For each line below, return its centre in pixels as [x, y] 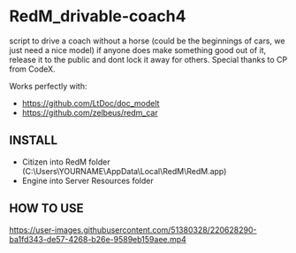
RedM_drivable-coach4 [98, 16]
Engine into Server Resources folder [87, 180]
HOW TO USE [46, 208]
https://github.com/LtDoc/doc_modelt [91, 103]
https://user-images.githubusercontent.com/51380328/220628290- [133, 230]
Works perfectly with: [48, 86]
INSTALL [34, 140]
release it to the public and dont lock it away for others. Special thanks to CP [148, 59]
